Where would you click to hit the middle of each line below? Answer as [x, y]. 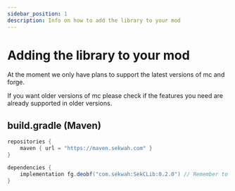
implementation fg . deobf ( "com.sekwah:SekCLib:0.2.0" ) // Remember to [124, 174]
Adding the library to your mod [99, 55]
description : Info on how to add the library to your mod [94, 20]
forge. [16, 82]
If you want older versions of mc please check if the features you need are [115, 96]
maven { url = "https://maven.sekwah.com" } [86, 149]
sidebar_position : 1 [38, 14]
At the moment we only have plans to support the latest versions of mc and [116, 75]
